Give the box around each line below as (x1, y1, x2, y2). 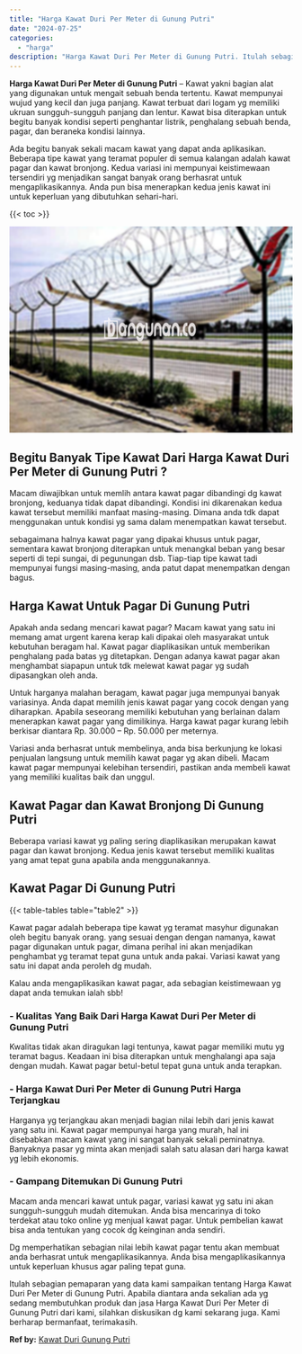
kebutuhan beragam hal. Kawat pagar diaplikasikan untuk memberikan (9, 641, 271, 652)
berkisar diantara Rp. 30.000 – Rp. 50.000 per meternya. (9, 726, 218, 736)
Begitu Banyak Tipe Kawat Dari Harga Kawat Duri (9, 450, 289, 466)
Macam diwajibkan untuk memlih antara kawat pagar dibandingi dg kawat (9, 488, 282, 499)
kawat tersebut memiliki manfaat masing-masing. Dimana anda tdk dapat (9, 507, 280, 518)
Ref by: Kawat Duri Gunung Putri (9, 1333, 130, 1344)
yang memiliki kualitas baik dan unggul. (9, 771, 155, 782)
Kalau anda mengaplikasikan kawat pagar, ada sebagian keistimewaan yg (9, 977, 281, 988)
